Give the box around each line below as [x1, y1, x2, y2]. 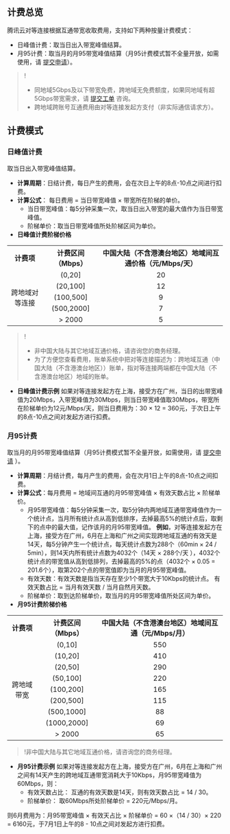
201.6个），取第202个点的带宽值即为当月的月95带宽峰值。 [27, 566, 190, 574]
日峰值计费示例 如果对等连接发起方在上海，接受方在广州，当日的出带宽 [16, 386, 217, 395]
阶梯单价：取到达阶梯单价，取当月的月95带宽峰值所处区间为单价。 [27, 591, 215, 599]
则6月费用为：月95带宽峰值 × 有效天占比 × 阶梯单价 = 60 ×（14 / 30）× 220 [7, 811, 222, 819]
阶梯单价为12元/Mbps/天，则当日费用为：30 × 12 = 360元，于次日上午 [23, 404, 221, 412]
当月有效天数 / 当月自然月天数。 [64, 583, 155, 591]
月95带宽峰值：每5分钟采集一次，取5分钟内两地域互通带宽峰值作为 [27, 505, 216, 513]
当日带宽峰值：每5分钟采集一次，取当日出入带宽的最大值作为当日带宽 [27, 205, 223, 213]
